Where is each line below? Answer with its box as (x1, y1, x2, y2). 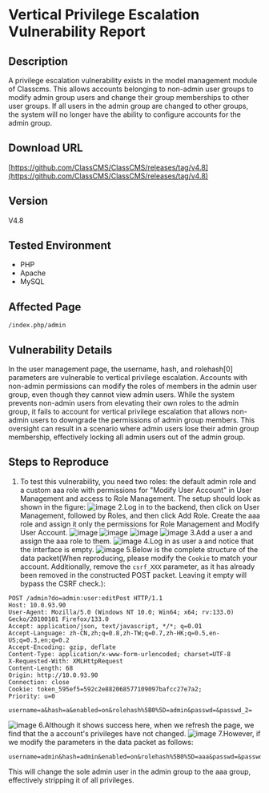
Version (8, 194, 48, 208)
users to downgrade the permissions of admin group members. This (30, 415, 255, 425)
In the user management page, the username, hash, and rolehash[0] (8, 364, 234, 374)
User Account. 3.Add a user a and (19, 527, 253, 537)
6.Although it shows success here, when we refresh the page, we (38, 720, 255, 730)
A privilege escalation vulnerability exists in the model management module (8, 76, 258, 85)
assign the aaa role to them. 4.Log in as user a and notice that (19, 536, 255, 546)
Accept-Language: (8, 629, 66, 637)
